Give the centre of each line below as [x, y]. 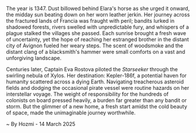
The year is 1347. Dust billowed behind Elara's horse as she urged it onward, [98, 8]
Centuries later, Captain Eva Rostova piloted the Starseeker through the [92, 69]
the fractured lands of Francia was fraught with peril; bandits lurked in [90, 21]
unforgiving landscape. [34, 58]
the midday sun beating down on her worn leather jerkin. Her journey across [98, 15]
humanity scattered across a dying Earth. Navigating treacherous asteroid [95, 82]
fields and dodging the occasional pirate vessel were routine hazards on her [98, 88]
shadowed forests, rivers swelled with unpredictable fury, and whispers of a [97, 27]
